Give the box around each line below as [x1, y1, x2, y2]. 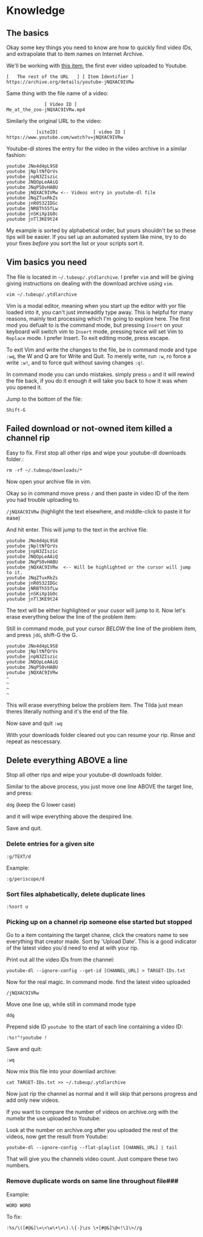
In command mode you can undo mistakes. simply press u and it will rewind [6, 370, 195, 378]
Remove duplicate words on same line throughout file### [6, 1177, 179, 1185]
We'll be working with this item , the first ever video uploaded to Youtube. [6, 62, 188, 69]
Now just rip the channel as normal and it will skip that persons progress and [6, 1090, 198, 1098]
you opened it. [6, 383, 42, 391]
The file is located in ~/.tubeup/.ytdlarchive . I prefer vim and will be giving [6, 273, 194, 281]
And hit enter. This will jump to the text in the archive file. [6, 525, 148, 533]
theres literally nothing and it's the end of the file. [6, 707, 129, 715]
